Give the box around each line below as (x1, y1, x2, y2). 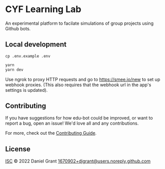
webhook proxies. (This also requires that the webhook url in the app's (5, 82, 151, 88)
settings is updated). (5, 87, 48, 93)
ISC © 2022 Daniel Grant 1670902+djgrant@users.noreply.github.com (5, 158, 151, 164)
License (5, 145, 31, 153)
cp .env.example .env (5, 53, 51, 59)
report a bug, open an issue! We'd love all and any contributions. (5, 120, 139, 127)
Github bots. (5, 25, 31, 31)
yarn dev (5, 67, 24, 72)
